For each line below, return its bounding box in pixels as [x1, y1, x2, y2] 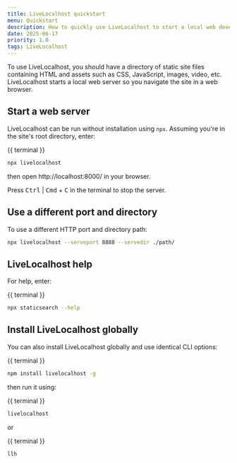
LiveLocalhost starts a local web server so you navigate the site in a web [7, 78, 219, 86]
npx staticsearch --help [7, 305, 80, 312]
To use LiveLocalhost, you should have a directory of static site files [7, 63, 205, 71]
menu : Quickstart [7, 17, 59, 24]
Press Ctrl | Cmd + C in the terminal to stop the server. [7, 185, 166, 194]
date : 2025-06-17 [7, 30, 59, 37]
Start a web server [7, 105, 90, 117]
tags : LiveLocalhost [7, 43, 68, 50]
